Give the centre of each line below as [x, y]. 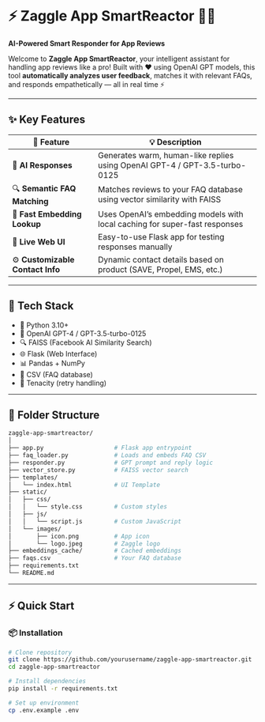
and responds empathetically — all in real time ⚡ [87, 84]
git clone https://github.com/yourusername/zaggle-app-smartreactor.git [130, 660]
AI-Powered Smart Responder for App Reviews [87, 43]
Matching [30, 201]
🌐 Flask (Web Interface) [58, 353]
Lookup [26, 224]
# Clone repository [40, 652]
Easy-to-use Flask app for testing [161, 236]
